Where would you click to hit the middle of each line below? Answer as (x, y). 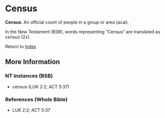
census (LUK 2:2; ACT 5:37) (41, 87)
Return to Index (21, 46)
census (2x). (18, 37)
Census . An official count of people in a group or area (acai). (67, 22)
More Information (33, 62)
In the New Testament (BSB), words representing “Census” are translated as (83, 31)
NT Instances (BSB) (29, 76)
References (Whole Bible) (36, 99)
